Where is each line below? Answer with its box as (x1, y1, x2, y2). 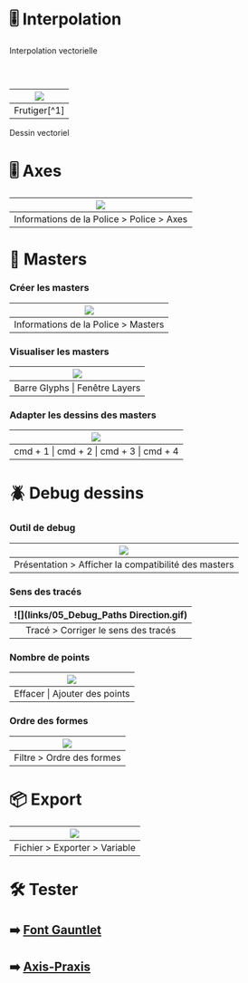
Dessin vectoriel (9, 128, 70, 139)
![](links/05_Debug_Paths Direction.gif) (14, 609, 188, 622)
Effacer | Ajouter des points (14, 688, 130, 700)
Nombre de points (9, 651, 91, 663)
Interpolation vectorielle (9, 44, 98, 56)
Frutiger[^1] (14, 104, 65, 117)
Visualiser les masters (9, 345, 110, 358)
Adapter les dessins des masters (9, 409, 157, 421)
